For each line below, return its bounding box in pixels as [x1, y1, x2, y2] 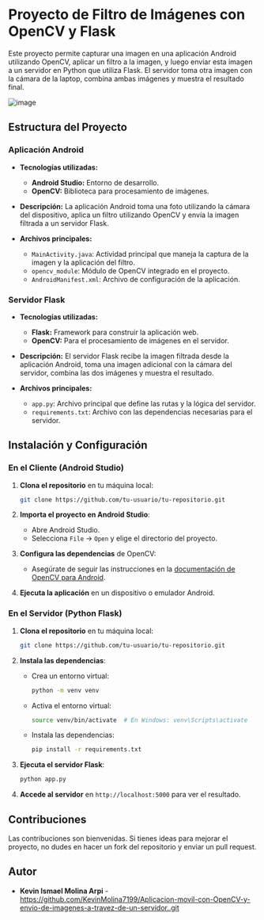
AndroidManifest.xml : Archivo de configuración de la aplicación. [31, 274, 240, 284]
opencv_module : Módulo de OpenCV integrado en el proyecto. [31, 265, 230, 275]
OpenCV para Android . [31, 573, 106, 582]
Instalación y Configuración [8, 438, 148, 452]
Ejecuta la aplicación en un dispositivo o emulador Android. [19, 588, 215, 597]
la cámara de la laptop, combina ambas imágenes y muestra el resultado [8, 74, 245, 83]
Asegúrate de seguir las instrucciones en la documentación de [31, 564, 236, 574]
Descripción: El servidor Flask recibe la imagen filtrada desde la [19, 351, 229, 361]
